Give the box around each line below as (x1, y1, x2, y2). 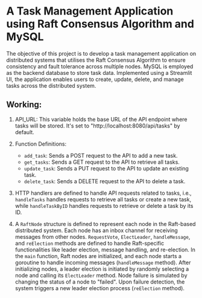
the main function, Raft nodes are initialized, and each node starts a (14, 252, 182, 259)
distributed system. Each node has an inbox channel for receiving (14, 227, 178, 234)
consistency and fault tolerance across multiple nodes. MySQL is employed (6, 62, 194, 70)
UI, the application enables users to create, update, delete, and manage (6, 76, 184, 83)
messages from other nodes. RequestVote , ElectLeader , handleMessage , (14, 233, 191, 240)
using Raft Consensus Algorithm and (6, 17, 195, 31)
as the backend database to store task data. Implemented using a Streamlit (6, 69, 192, 76)
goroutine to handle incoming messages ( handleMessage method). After (14, 259, 191, 266)
